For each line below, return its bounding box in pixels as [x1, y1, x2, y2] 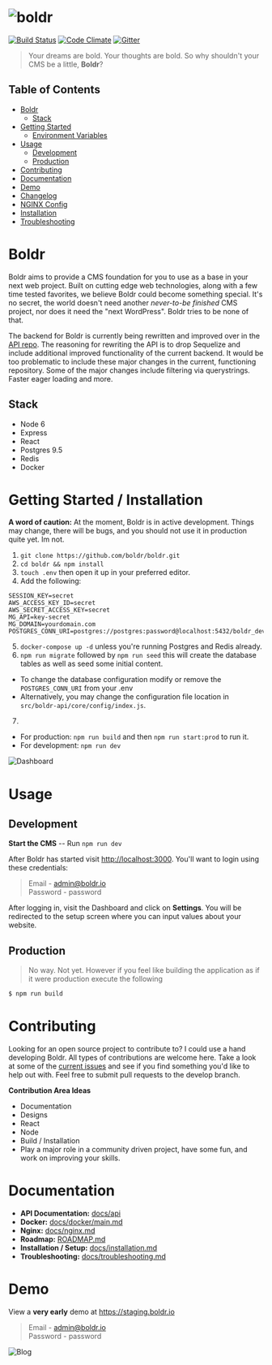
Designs [19, 1110, 49, 1120]
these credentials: [8, 863, 69, 873]
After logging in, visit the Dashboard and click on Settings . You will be [8, 903, 242, 913]
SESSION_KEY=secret [8, 592, 74, 600]
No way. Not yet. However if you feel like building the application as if [28, 965, 261, 975]
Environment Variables [32, 130, 108, 140]
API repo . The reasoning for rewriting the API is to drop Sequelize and [8, 339, 241, 349]
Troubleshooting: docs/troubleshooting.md [19, 1251, 166, 1261]
